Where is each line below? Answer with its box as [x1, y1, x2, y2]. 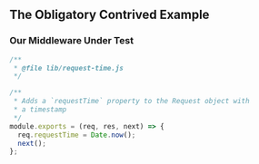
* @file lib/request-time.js [13, 63, 125, 72]
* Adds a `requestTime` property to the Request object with [13, 97, 250, 106]
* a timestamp [13, 105, 67, 114]
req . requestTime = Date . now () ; [17, 130, 136, 140]
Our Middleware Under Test [9, 34, 134, 47]
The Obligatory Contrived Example [9, 7, 210, 23]
